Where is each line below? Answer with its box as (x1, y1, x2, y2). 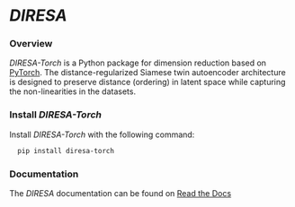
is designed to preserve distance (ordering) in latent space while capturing (9, 77, 286, 88)
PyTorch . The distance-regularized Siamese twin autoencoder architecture (9, 67, 286, 78)
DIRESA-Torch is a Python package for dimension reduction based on (9, 57, 267, 68)
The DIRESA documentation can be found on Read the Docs (9, 187, 232, 198)
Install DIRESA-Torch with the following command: (9, 129, 195, 140)
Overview (9, 38, 53, 50)
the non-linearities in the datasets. (9, 86, 137, 97)
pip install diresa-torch (17, 146, 115, 155)
